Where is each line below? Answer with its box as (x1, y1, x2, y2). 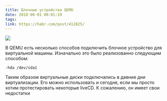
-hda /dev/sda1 (5, 65, 37, 71)
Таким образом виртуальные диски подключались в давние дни (5, 74, 146, 80)
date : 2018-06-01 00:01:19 (5, 12, 62, 17)
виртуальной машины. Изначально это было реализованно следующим (5, 50, 161, 56)
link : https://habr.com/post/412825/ (5, 21, 85, 27)
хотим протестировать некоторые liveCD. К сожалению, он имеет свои (5, 85, 160, 91)
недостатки (5, 90, 30, 96)
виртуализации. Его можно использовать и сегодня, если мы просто (5, 79, 155, 86)
